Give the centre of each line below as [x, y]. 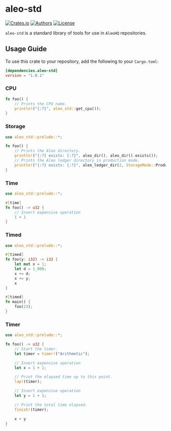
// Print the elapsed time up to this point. [64, 377]
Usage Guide [26, 49]
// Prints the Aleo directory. [48, 151]
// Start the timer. [36, 349]
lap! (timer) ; [28, 382]
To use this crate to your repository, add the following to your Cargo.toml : [82, 61]
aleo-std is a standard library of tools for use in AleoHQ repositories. [76, 33]
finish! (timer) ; [32, 410]
